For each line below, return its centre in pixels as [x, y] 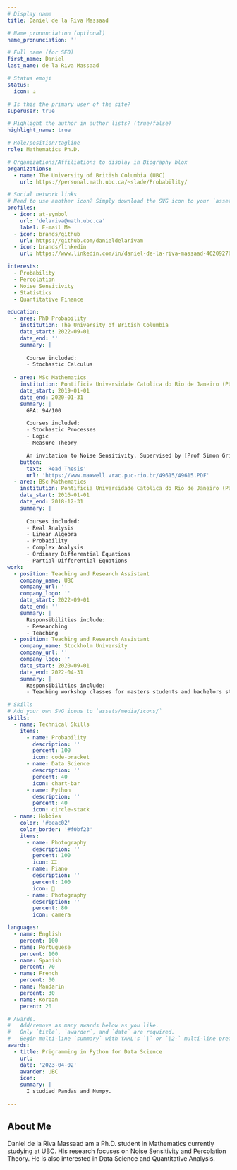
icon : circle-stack [61, 810]
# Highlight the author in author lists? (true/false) [90, 124]
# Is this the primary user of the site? [69, 104]
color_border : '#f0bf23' [56, 829]
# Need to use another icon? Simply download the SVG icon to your [109, 201]
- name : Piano [47, 869]
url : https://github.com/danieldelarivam [81, 241]
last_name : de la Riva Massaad [53, 66]
